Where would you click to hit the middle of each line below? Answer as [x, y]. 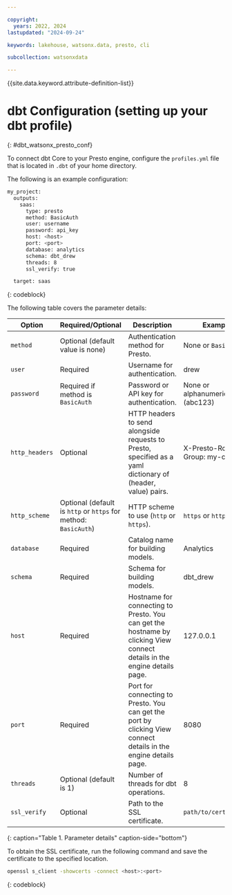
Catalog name [151, 540]
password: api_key [52, 230]
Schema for [147, 569]
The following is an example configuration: [68, 179]
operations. [147, 793]
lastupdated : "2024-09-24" [46, 33]
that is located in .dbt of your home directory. [72, 166]
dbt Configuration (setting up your [108, 111]
